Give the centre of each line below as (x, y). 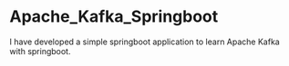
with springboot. (40, 51)
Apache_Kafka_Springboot (114, 17)
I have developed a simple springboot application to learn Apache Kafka (144, 42)
